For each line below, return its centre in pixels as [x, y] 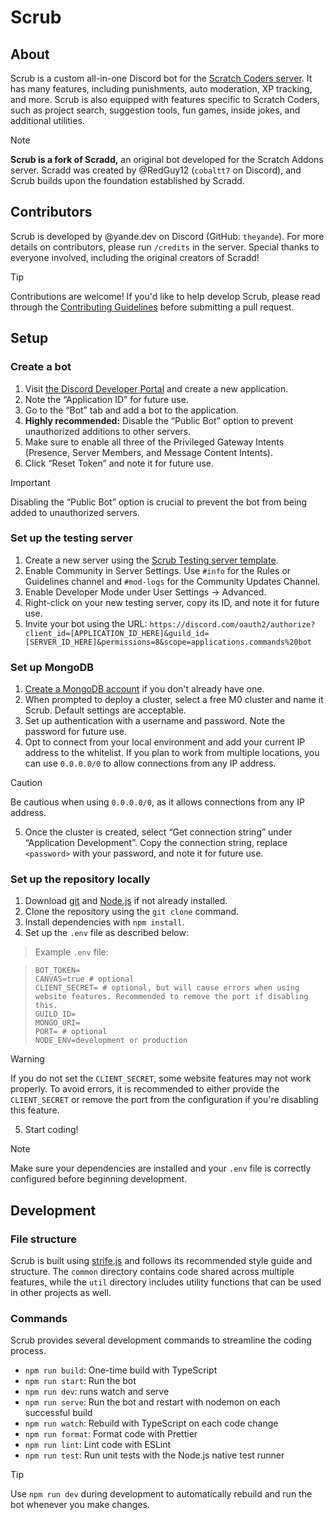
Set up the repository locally [80, 879]
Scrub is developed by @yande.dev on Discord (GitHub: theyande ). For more [167, 236]
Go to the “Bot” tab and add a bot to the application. [131, 410]
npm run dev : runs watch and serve [97, 1392]
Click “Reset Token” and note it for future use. [119, 463]
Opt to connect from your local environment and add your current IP [165, 742]
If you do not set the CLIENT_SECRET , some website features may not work [161, 1078]
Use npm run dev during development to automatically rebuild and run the [161, 1494]
